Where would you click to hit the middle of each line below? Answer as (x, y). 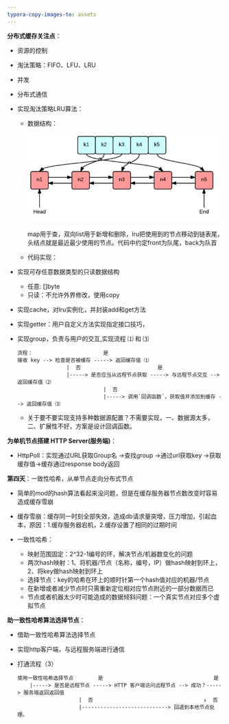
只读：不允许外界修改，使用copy (73, 295)
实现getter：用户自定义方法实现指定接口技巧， (83, 324)
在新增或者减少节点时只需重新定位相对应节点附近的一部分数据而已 (120, 588)
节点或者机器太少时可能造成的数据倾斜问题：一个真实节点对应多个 (120, 597)
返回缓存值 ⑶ (43, 404)
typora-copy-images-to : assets (52, 14)
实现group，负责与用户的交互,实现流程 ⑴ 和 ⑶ (83, 339)
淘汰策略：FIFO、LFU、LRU (56, 65)
